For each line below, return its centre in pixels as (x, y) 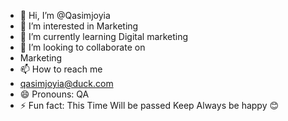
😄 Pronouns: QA (54, 94)
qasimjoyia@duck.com (66, 83)
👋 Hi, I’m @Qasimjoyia (65, 15)
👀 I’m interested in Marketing (79, 26)
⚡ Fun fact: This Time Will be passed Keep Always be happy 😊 (149, 105)
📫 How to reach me (61, 69)
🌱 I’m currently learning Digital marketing (104, 36)
